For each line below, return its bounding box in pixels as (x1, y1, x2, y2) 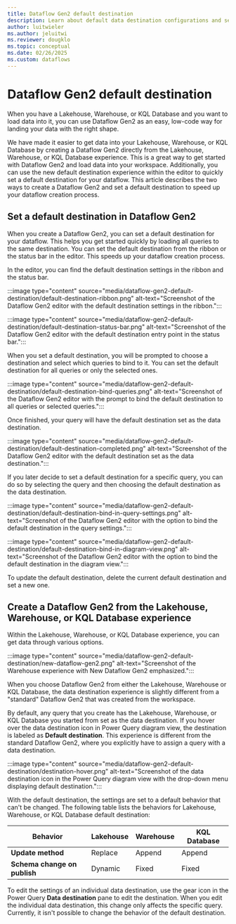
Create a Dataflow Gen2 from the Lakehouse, (7, 601, 209, 613)
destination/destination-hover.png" (7, 767, 109, 776)
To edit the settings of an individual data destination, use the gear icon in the (7, 886, 229, 894)
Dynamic (91, 864, 121, 873)
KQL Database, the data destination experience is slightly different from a (7, 688, 220, 696)
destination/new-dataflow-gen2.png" (7, 659, 116, 668)
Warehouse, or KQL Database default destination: (7, 811, 151, 819)
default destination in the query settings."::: (7, 523, 132, 532)
